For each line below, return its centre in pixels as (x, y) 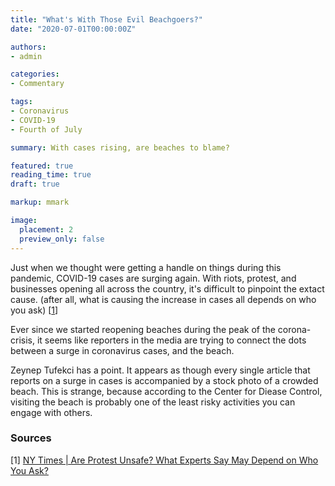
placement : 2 (46, 229)
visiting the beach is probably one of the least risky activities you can (153, 402)
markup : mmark (40, 202)
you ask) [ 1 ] (34, 310)
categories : (35, 74)
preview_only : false (62, 239)
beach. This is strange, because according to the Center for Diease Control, (166, 391)
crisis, (22, 340)
